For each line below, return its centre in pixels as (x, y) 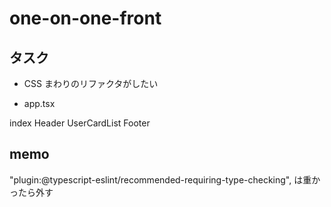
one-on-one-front (85, 18)
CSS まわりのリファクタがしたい (91, 83)
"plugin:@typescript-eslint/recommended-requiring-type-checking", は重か (165, 179)
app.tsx (39, 103)
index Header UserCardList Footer (80, 123)
